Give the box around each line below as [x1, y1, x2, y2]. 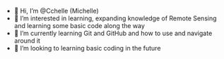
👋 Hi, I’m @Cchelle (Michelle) [13, 7, 99, 15]
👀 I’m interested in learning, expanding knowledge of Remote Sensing [13, 14, 217, 22]
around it [13, 37, 41, 45]
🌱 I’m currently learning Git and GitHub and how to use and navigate [13, 29, 213, 37]
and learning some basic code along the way [13, 22, 145, 29]
